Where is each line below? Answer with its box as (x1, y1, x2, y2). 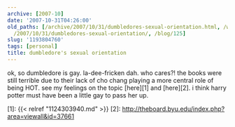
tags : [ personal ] (7, 43, 58, 50)
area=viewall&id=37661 (7, 112, 75, 120)
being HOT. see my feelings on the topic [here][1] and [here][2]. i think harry (7, 83, 227, 92)
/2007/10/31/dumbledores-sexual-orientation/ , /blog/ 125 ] (13, 29, 187, 37)
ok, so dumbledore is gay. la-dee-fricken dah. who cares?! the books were (7, 68, 222, 77)
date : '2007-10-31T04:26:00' (7, 17, 92, 24)
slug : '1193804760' (7, 36, 64, 44)
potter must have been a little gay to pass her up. (7, 91, 149, 99)
